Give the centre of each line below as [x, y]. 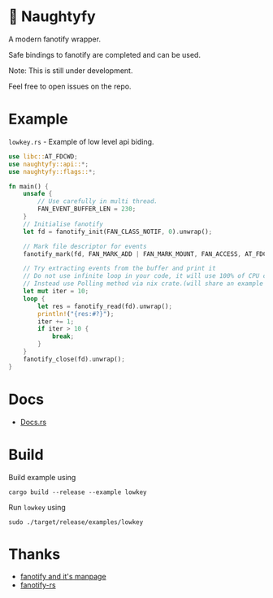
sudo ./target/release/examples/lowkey [76, 522]
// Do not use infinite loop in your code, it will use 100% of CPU [141, 276]
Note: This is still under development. [71, 70]
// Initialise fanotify [63, 224]
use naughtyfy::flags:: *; [52, 171]
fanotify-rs [38, 585]
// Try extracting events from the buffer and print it [120, 269]
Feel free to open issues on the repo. [70, 86]
